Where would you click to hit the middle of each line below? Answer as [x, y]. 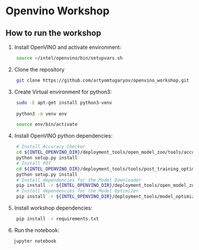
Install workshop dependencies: [53, 208]
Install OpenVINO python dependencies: [63, 136]
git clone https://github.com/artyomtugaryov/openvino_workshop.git [103, 80]
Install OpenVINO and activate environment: [68, 47]
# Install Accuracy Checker [51, 147]
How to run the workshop [53, 33]
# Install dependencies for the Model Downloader [79, 180]
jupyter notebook [35, 241]
